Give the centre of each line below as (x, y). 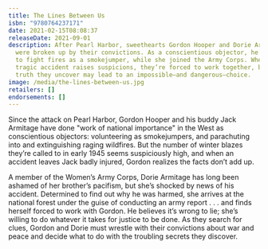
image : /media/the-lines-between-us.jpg (77, 82)
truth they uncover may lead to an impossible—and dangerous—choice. (133, 75)
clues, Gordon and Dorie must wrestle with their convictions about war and (131, 228)
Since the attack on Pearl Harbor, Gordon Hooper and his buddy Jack (122, 119)
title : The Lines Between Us (57, 16)
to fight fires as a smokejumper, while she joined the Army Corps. (132, 60)
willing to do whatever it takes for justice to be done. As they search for (125, 220)
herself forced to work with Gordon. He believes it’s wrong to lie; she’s (123, 211)
